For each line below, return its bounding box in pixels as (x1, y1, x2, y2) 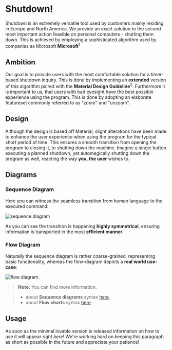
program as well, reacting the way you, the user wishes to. (5, 155, 130, 162)
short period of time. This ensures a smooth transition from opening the (5, 139, 157, 145)
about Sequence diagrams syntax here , (25, 294, 110, 300)
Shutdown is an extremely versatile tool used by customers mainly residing (5, 20, 164, 26)
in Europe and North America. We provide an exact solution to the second (5, 25, 161, 31)
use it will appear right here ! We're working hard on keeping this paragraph (5, 333, 164, 340)
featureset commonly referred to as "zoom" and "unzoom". (5, 100, 130, 106)
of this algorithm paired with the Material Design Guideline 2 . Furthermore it (5, 82, 165, 90)
